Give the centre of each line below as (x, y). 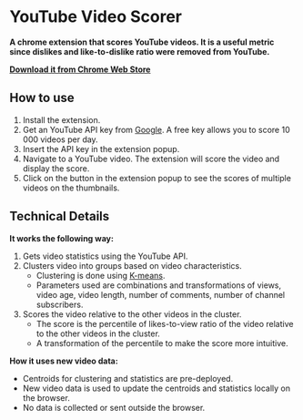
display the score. (56, 168)
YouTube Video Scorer (96, 17)
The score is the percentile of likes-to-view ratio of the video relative (165, 323)
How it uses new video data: (64, 361)
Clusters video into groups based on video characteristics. (132, 265)
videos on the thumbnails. (71, 188)
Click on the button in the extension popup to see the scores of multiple (157, 178)
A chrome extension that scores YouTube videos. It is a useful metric (142, 42)
